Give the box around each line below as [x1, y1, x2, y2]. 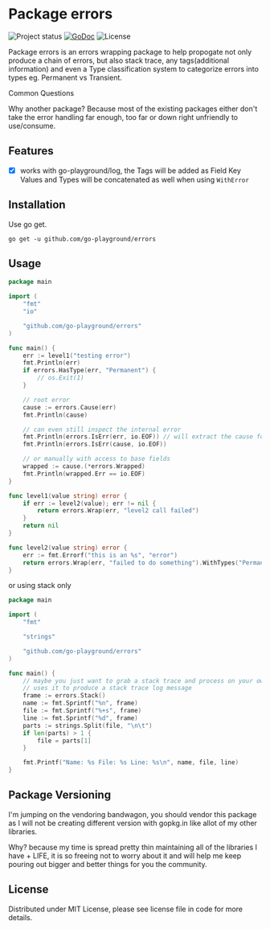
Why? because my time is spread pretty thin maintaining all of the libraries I [8, 842, 258, 852]
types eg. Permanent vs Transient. [8, 72, 123, 82]
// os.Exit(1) [37, 374, 84, 382]
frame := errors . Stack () [22, 692, 106, 700]
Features [8, 144, 54, 158]
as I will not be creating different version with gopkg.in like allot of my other [8, 818, 257, 828]
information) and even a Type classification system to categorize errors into [8, 64, 260, 73]
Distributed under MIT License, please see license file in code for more [8, 904, 243, 914]
